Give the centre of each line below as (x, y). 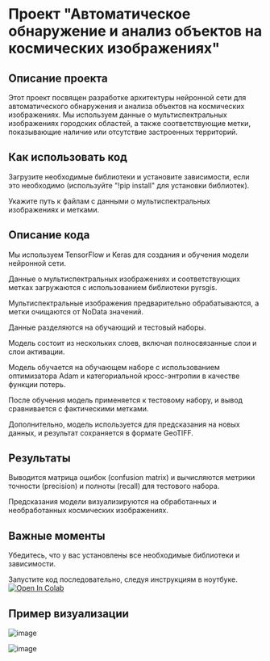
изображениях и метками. (54, 209)
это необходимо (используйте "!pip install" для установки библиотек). (129, 185)
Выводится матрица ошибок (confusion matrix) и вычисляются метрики (132, 478)
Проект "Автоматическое (100, 14)
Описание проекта (58, 78)
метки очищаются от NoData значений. (76, 311)
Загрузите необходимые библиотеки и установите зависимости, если (129, 177)
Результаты (39, 459)
